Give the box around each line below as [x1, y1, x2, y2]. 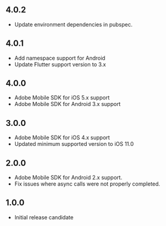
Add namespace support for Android [14, 54, 106, 61]
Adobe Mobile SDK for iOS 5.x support [14, 94, 110, 101]
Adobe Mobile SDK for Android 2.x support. [14, 174, 123, 181]
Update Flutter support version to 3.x [14, 60, 106, 68]
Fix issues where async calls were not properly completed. [14, 180, 161, 187]
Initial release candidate [14, 213, 73, 221]
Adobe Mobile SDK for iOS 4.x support [14, 134, 110, 141]
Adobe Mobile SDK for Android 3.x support [14, 101, 121, 108]
